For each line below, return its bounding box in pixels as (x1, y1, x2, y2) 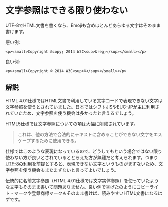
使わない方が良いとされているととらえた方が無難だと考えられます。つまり (5, 154, 159, 160)
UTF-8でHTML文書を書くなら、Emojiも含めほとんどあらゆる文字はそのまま (5, 22, 161, 28)
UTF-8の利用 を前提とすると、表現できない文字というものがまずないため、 (5, 161, 159, 167)
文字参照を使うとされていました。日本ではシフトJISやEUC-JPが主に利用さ (5, 104, 160, 110)
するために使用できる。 (30, 137, 79, 143)
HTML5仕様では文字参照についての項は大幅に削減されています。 (5, 121, 139, 127)
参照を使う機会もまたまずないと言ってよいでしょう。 (9, 167, 119, 173)
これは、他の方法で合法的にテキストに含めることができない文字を (17, 131, 154, 137)
